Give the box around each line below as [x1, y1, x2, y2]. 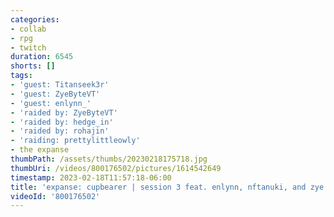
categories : [10, 14, 60, 25]
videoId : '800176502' [10, 191, 101, 201]
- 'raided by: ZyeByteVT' [10, 107, 118, 118]
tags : [10, 71, 33, 81]
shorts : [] [10, 61, 56, 71]
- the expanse [10, 145, 70, 155]
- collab [10, 24, 47, 34]
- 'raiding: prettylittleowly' [10, 136, 141, 146]
